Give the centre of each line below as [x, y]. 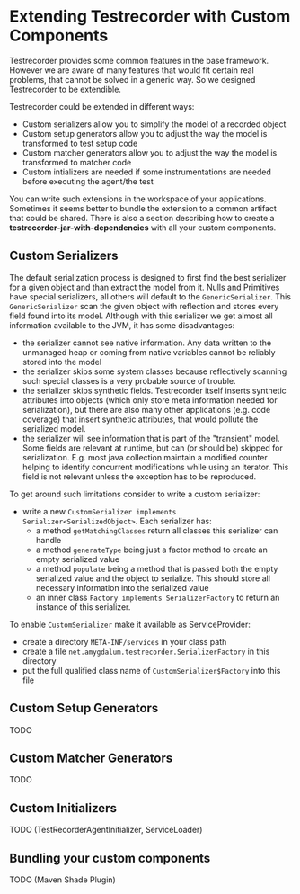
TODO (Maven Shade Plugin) [63, 880]
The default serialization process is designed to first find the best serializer [148, 277]
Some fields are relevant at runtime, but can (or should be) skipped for [152, 448]
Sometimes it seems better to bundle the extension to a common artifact [143, 208]
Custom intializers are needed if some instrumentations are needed [147, 172]
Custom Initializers [63, 808]
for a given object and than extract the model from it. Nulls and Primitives [145, 287]
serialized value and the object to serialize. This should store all [153, 578]
